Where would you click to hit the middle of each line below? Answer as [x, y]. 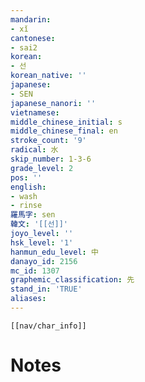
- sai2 [24, 47]
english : [28, 187]
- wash [24, 196]
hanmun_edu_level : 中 [54, 252]
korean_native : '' [48, 76]
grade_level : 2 [42, 168]
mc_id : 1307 [35, 271]
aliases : [28, 299]
